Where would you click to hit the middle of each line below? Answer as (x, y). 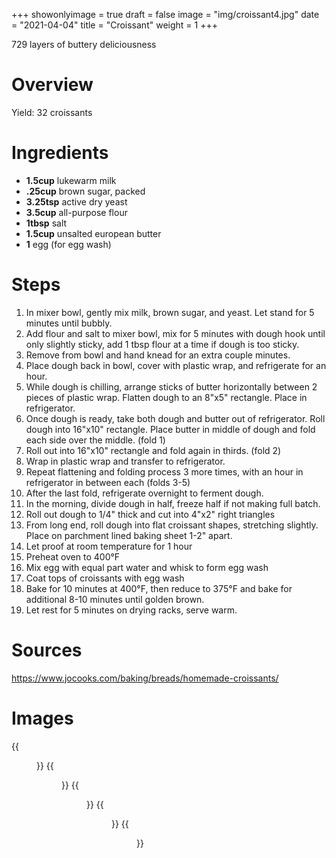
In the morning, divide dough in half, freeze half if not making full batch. (173, 503)
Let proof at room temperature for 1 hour (109, 546)
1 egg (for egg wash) (68, 244)
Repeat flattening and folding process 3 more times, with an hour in (164, 471)
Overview (52, 85)
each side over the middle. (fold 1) (95, 440)
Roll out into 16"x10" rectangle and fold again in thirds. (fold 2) (153, 450)
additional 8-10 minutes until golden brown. (115, 599)
